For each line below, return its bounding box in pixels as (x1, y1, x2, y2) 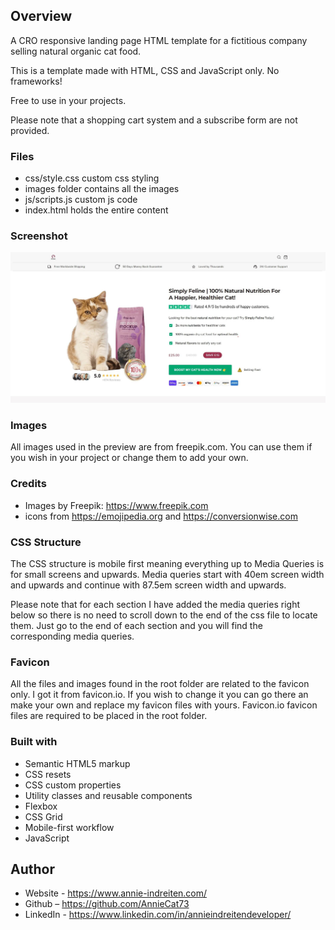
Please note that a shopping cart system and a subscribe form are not (10, 114, 298, 126)
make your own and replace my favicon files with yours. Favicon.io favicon (10, 699, 318, 711)
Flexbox (24, 800, 58, 812)
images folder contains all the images (24, 183, 180, 195)
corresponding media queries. (10, 630, 135, 642)
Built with (10, 735, 58, 749)
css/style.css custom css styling (24, 172, 160, 184)
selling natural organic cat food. (10, 45, 142, 57)
